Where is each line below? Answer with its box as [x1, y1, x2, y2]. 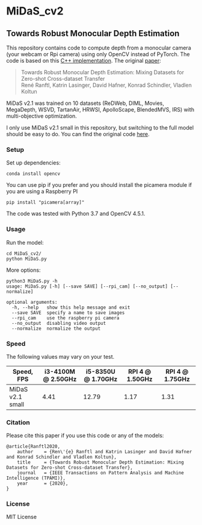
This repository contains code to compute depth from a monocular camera [6, 44, 191, 51]
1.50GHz [126, 375, 153, 383]
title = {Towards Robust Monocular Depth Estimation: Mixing [17, 459, 185, 465]
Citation [6, 418, 30, 426]
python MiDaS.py [6, 256, 47, 262]
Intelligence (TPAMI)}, [6, 475, 66, 482]
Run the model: [6, 239, 44, 246]
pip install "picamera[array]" [6, 200, 85, 206]
